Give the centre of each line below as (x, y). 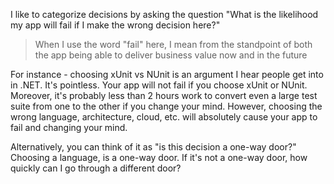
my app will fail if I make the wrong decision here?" (115, 25)
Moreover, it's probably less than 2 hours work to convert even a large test (164, 95)
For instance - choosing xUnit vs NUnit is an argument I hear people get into (167, 74)
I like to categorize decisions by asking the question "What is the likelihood (164, 14)
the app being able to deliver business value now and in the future (171, 55)
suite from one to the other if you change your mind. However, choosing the (166, 106)
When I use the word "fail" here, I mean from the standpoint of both (173, 44)
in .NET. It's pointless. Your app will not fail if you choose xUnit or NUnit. (159, 85)
